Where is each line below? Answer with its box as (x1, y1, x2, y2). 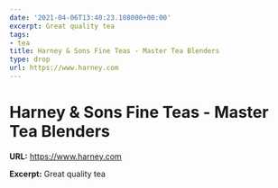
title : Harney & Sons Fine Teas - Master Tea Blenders (9, 47, 220, 56)
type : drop (9, 55, 51, 64)
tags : (9, 30, 30, 39)
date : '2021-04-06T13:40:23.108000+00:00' (9, 13, 171, 22)
